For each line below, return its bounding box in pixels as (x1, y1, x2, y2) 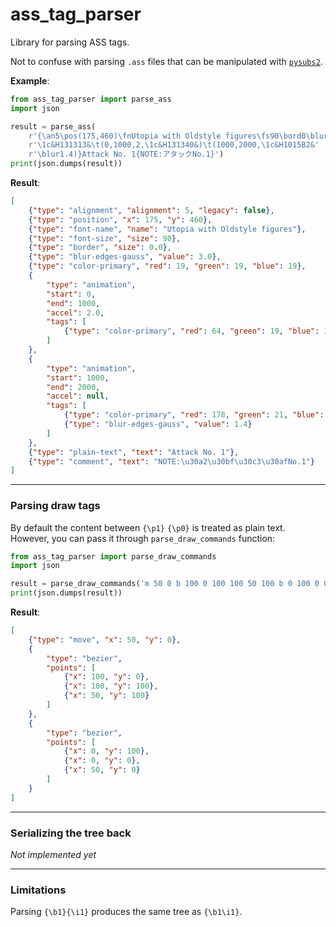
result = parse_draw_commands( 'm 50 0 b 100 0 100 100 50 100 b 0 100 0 (10, 579, 320, 589)
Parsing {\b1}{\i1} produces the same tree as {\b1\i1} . (10, 906, 243, 918)
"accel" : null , (46, 391, 110, 402)
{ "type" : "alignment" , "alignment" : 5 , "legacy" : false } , (28, 205, 275, 215)
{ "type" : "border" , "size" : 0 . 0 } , (28, 243, 172, 253)
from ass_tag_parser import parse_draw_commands (10, 551, 217, 562)
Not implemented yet (10, 849, 97, 861)
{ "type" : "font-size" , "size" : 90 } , (28, 233, 182, 243)
